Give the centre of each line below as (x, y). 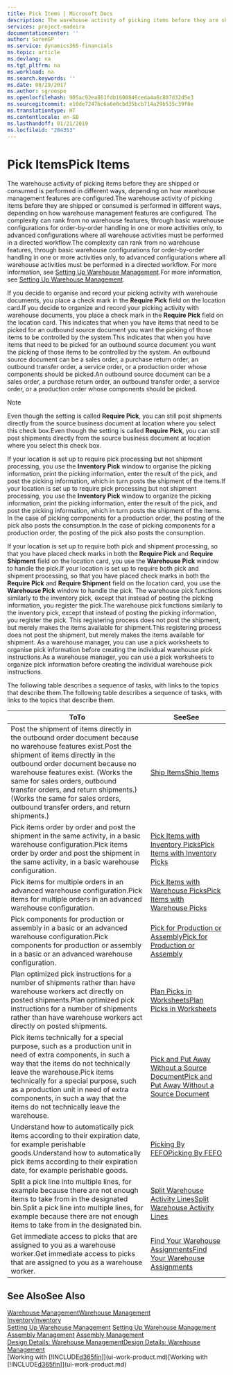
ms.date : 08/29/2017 (37, 85)
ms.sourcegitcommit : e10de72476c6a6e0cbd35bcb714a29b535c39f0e (101, 104)
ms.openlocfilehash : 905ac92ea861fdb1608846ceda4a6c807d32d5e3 (101, 98)
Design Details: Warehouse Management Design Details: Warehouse (104, 1342)
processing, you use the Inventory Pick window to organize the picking (109, 496)
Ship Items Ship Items (185, 772)
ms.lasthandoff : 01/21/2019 (48, 123)
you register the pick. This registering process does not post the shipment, (114, 620)
